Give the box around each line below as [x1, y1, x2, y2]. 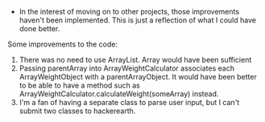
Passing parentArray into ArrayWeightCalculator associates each [19, 63, 235, 73]
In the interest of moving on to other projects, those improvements [19, 7, 239, 16]
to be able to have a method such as [19, 80, 140, 90]
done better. [19, 24, 60, 33]
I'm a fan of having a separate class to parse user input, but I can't [19, 98, 240, 107]
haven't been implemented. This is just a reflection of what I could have [19, 15, 257, 25]
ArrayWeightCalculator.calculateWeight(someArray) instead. [19, 89, 219, 99]
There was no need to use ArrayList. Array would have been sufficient [19, 55, 252, 64]
